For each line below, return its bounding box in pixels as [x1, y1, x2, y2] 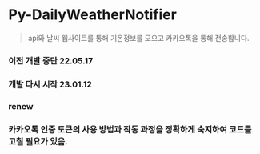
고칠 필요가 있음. [8, 136, 68, 147]
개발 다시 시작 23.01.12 [8, 79, 92, 90]
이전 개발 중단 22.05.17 [8, 55, 94, 66]
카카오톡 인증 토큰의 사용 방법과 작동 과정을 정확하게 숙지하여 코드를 [8, 124, 252, 135]
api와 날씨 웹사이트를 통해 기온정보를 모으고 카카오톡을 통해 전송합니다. [27, 33, 250, 43]
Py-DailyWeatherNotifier [8, 6, 178, 24]
